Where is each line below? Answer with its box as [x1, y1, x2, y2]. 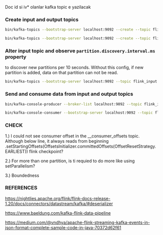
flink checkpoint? [29, 148, 64, 154]
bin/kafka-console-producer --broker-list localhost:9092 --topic [5, 101, 142, 106]
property [5, 53, 27, 60]
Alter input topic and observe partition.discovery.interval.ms [5, 47, 155, 54]
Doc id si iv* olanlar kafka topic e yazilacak [5, 4, 91, 10]
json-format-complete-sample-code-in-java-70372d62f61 [5, 224, 121, 230]
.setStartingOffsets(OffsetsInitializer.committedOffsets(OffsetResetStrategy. [5, 143, 156, 149]
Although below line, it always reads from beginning [5, 138, 109, 144]
